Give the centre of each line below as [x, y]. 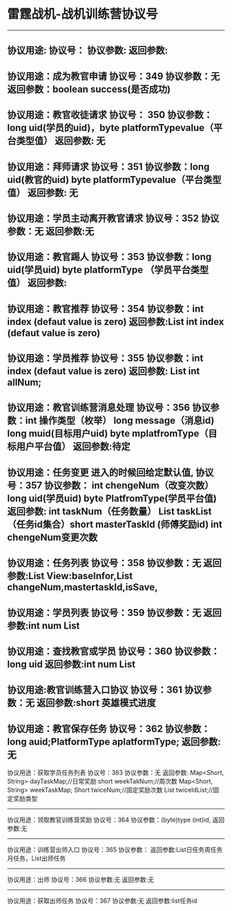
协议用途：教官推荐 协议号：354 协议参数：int [106, 309]
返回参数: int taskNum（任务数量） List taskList [109, 511]
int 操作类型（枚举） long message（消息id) [120, 421]
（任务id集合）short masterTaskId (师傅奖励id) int [115, 524]
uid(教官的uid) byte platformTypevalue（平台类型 [114, 180]
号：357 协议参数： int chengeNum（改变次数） [110, 485]
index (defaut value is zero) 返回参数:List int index [116, 322]
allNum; [25, 383]
